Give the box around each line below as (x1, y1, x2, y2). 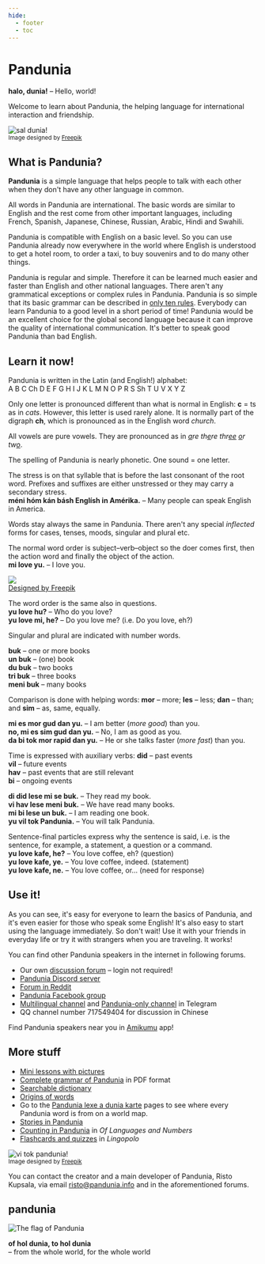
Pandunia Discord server (19, 974, 101, 983)
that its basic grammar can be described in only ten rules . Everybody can (8, 298, 248, 308)
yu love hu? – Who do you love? (8, 607, 113, 616)
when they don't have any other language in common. (8, 185, 184, 195)
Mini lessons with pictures (19, 1066, 105, 1076)
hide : (8, 11, 26, 20)
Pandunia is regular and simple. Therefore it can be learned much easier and (8, 273, 258, 282)
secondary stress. (8, 487, 67, 497)
